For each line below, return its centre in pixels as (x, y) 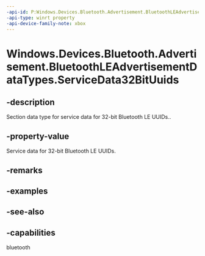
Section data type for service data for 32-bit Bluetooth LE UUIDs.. (89, 117)
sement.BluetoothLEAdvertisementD (102, 66)
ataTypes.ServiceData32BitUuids (93, 80)
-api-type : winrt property (41, 18)
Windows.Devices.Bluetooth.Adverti (102, 54)
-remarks (24, 170)
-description (31, 102)
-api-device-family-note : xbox (46, 23)
